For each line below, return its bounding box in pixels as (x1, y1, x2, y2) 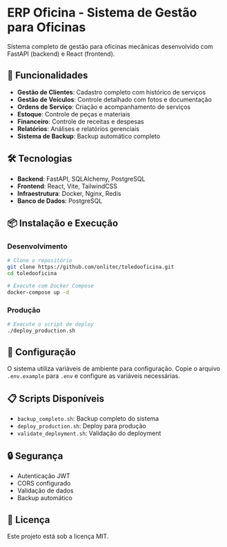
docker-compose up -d (7, 288, 70, 296)
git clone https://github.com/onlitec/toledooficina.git (7, 263, 175, 270)
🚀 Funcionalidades (7, 70, 88, 81)
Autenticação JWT (17, 472, 70, 480)
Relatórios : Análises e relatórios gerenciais (17, 124, 140, 132)
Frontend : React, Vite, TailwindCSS (17, 181, 117, 190)
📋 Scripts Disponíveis (7, 392, 105, 404)
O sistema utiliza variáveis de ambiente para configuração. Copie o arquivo (7, 364, 221, 373)
